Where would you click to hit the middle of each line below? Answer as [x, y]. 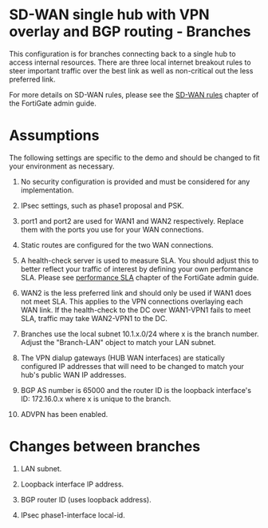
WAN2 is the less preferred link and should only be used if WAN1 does [136, 292]
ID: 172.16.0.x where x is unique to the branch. [96, 399]
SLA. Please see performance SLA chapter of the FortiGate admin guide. [140, 277]
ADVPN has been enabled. [64, 414]
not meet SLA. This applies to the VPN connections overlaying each [132, 301]
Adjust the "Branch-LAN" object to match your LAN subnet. [118, 342]
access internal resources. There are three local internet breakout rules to [130, 62]
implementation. [47, 190]
